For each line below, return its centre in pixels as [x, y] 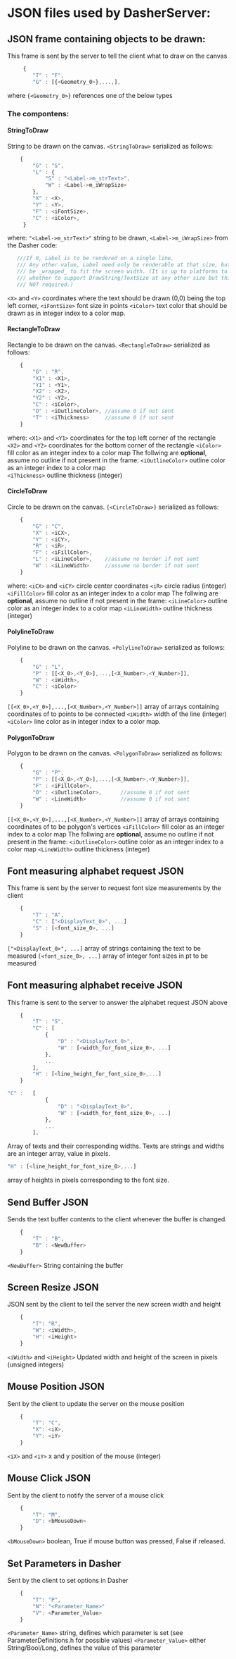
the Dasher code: [32, 245]
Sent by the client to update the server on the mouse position [96, 1403]
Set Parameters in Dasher [64, 1564]
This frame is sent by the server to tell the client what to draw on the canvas [117, 56]
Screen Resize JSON [53, 1287]
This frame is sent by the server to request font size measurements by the [114, 888]
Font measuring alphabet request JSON [96, 871]
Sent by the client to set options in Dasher [68, 1580]
